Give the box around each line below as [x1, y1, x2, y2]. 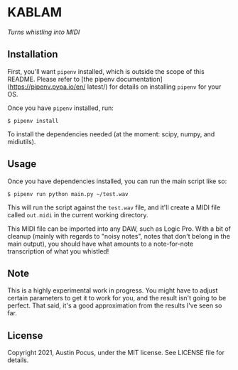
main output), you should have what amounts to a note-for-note [7, 239, 194, 248]
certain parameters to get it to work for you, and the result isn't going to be [7, 294, 227, 303]
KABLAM [7, 4, 63, 21]
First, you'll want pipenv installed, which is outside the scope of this [7, 67, 205, 75]
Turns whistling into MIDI [7, 28, 80, 36]
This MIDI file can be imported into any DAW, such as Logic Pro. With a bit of [7, 224, 231, 233]
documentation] [116, 75, 163, 83]
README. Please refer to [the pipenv [7, 75, 115, 83]
